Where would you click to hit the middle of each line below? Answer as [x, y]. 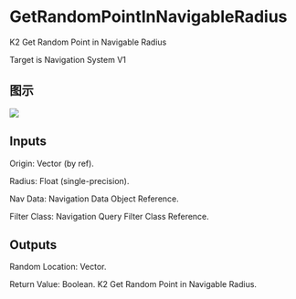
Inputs [28, 142]
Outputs [33, 245]
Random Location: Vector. [58, 267]
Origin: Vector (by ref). [52, 163]
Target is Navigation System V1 [68, 59]
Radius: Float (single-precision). [69, 180]
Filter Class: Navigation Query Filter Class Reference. [110, 216]
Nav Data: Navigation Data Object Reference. [95, 199]
